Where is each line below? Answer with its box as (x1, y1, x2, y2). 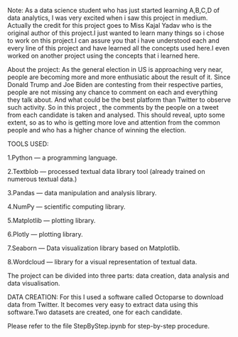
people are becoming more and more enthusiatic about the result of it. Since (7, 73, 231, 81)
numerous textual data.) (7, 175, 77, 183)
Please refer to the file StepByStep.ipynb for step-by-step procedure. (7, 322, 210, 330)
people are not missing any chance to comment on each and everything (7, 88, 218, 96)
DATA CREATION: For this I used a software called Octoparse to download (7, 293, 224, 301)
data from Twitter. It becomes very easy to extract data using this (7, 301, 199, 309)
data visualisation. (7, 279, 60, 287)
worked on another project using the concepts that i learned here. (7, 51, 200, 60)
